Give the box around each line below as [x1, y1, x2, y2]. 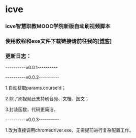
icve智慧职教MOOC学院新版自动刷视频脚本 [5, 23, 111, 30]
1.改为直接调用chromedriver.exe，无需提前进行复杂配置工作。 [5, 127, 134, 133]
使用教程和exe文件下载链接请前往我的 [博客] [5, 38, 112, 45]
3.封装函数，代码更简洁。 [5, 106, 58, 113]
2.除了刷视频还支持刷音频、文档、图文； [5, 96, 90, 102]
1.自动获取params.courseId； [5, 85, 66, 91]
